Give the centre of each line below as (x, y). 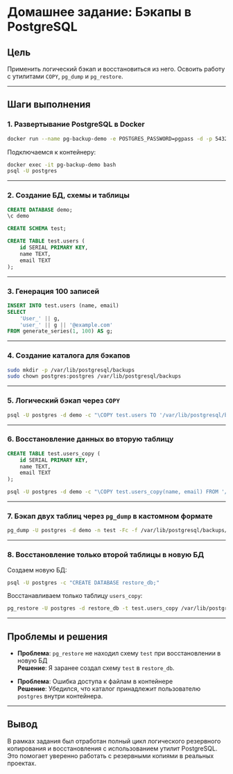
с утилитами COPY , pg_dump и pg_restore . (65, 76)
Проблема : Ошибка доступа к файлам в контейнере (95, 681)
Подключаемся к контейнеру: (52, 152)
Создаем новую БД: (37, 570)
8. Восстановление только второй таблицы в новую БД (106, 555)
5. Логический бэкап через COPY (63, 401)
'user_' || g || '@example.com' (66, 325)
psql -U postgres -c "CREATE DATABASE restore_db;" (83, 583)
